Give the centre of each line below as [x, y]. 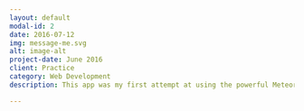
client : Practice [42, 69]
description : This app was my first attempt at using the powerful [139, 85]
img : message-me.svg [48, 43]
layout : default [40, 18]
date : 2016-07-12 [42, 34]
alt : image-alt [38, 51]
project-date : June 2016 [56, 60]
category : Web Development [60, 77]
